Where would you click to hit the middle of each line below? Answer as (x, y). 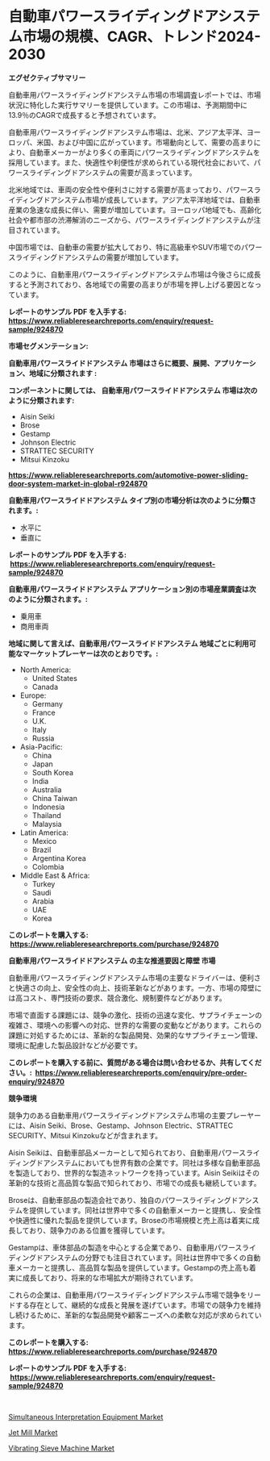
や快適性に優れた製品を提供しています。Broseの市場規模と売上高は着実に (131, 1220)
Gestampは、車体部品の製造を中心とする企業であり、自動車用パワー (122, 1247)
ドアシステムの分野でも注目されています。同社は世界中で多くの (141, 1257)
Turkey (44, 883)
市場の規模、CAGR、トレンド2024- (142, 37)
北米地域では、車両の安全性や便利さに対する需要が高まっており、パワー (128, 190)
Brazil (42, 849)
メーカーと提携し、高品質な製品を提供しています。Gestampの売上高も (132, 1267)
